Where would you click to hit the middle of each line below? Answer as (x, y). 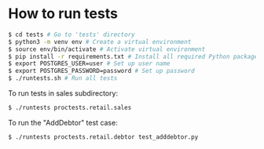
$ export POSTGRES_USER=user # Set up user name (89, 64)
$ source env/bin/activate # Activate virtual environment (107, 49)
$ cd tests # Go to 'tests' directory (71, 35)
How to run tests (63, 14)
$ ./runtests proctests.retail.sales (70, 108)
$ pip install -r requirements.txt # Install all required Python (119, 56)
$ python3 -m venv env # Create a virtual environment (100, 42)
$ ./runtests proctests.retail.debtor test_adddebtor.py (103, 137)
